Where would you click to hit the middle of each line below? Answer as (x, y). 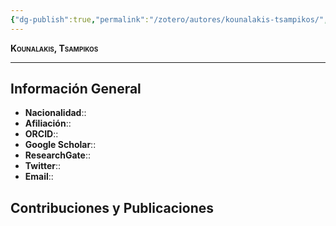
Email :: (39, 177)
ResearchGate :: (57, 155)
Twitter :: (43, 166)
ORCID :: (41, 134)
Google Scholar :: (60, 145)
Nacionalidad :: (55, 113)
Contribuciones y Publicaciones (112, 207)
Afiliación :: (48, 123)
